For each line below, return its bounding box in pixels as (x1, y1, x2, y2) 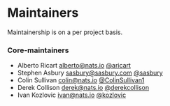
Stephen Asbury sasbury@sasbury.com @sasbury (17, 68, 163, 77)
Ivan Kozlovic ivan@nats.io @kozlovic (17, 91, 127, 99)
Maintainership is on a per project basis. (7, 28, 123, 36)
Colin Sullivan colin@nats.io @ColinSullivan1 (17, 76, 145, 84)
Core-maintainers (7, 45, 69, 55)
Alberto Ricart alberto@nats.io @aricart (17, 61, 132, 70)
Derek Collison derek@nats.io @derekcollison (17, 84, 149, 92)
